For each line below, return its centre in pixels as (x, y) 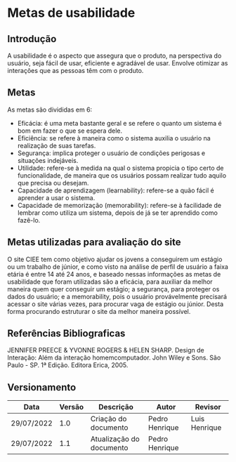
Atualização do (115, 439)
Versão (72, 407)
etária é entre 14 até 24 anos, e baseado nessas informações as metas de (114, 274)
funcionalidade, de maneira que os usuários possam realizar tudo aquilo (122, 175)
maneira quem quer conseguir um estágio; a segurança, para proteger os (113, 289)
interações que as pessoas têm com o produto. (76, 71)
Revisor (208, 407)
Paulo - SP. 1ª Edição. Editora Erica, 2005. (68, 365)
